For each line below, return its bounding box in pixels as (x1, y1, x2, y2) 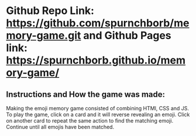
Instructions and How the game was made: (6, 89, 166, 99)
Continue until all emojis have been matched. (6, 124, 115, 130)
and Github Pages (83, 29, 171, 42)
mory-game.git (6, 29, 81, 42)
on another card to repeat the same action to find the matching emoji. (6, 117, 174, 124)
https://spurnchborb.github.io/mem (6, 54, 186, 67)
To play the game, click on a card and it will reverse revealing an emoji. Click (6, 111, 190, 118)
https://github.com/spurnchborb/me (6, 16, 190, 30)
